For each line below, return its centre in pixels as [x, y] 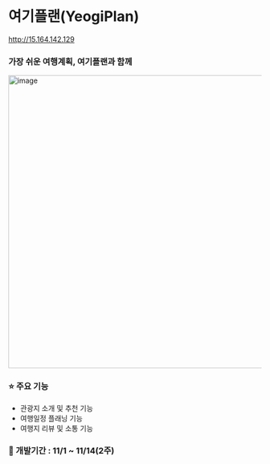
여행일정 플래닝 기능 [51, 418]
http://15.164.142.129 [41, 39]
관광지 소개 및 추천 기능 [57, 408]
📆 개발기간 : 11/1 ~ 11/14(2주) [61, 451]
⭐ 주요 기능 [29, 387]
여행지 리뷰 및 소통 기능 [57, 428]
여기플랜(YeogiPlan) [74, 16]
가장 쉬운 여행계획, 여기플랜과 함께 [70, 61]
